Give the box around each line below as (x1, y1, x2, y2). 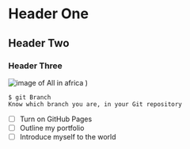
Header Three (8, 60, 63, 71)
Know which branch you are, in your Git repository (8, 100, 182, 108)
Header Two (8, 36, 70, 50)
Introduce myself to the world (19, 132, 116, 141)
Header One (8, 5, 89, 23)
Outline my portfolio (19, 123, 85, 132)
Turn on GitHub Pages (19, 114, 93, 124)
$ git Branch (8, 93, 51, 101)
